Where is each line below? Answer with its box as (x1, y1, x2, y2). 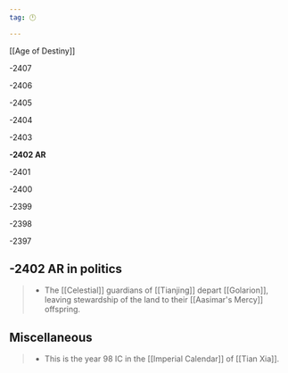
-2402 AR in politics (9, 261, 123, 277)
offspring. (44, 304, 81, 315)
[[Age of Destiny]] (9, 46, 76, 56)
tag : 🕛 (9, 12, 37, 22)
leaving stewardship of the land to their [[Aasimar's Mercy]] (44, 294, 264, 305)
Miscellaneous (9, 329, 93, 344)
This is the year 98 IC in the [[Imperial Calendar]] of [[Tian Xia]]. (44, 353, 280, 364)
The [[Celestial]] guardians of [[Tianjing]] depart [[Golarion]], (44, 285, 269, 295)
